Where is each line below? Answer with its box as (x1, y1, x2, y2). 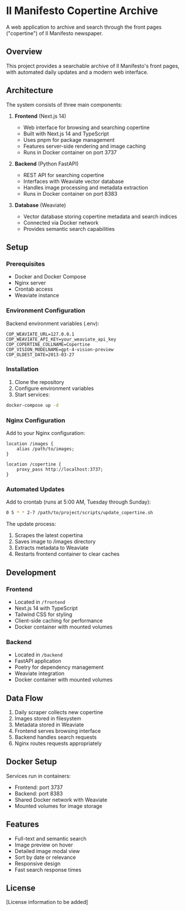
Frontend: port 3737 (14, 784, 63, 791)
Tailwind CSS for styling (14, 611, 73, 618)
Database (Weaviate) (14, 201, 66, 209)
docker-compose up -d (6, 402, 59, 408)
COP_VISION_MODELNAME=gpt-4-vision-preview (6, 346, 114, 352)
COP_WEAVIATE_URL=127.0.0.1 (6, 331, 75, 337)
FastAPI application (14, 658, 61, 665)
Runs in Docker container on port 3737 (23, 148, 117, 156)
